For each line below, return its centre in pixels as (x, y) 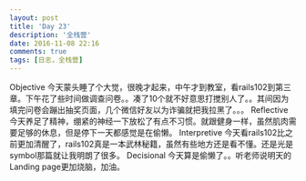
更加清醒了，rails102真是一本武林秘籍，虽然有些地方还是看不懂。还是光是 (155, 144)
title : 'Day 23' (40, 26)
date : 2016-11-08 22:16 (55, 43)
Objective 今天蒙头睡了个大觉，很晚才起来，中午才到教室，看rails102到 (143, 87)
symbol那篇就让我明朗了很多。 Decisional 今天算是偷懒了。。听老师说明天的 (151, 155)
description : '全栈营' (51, 35)
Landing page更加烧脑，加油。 (67, 166)
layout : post (34, 18)
